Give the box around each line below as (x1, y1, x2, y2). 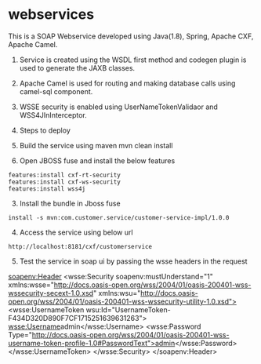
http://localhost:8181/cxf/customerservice (8, 242, 153, 250)
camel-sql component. (19, 86, 93, 96)
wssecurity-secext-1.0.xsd (8, 288, 94, 297)
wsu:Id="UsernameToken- (85, 304, 171, 315)
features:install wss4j (8, 184, 86, 193)
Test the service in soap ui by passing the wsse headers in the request (19, 257, 248, 266)
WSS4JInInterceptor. (19, 110, 88, 119)
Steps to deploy (19, 126, 71, 135)
